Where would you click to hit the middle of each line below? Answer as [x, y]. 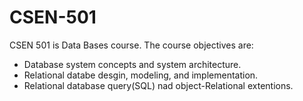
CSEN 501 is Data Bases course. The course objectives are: [131, 45]
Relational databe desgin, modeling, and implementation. [141, 75]
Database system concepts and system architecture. [132, 64]
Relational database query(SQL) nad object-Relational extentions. [158, 85]
